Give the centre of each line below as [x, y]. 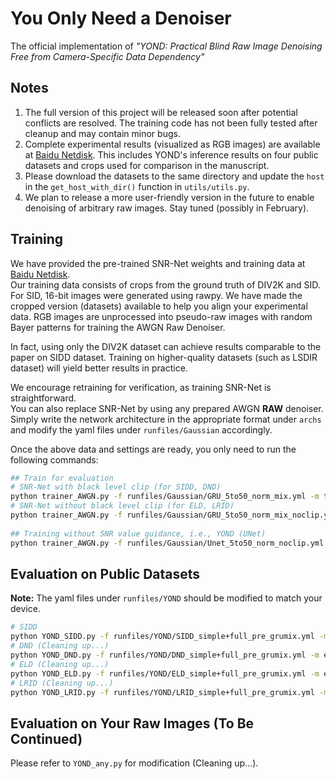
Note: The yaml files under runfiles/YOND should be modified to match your [166, 598]
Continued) [46, 738]
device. [25, 609]
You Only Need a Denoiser [121, 18]
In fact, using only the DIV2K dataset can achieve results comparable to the [166, 346]
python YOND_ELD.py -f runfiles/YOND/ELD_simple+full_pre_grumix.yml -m [165, 673]
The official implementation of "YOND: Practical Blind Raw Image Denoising [166, 46]
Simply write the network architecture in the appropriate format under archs [166, 419]
